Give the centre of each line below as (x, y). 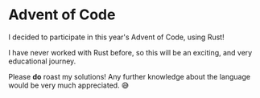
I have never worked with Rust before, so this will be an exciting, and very (130, 52)
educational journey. (42, 61)
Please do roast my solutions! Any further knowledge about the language (130, 76)
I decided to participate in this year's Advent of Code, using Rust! (116, 37)
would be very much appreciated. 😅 (69, 85)
